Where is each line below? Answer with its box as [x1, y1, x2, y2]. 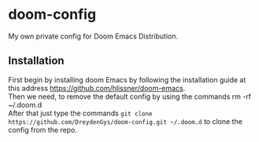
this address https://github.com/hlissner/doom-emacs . [8, 83, 186, 93]
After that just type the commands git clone [8, 108, 153, 118]
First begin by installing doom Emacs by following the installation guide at [8, 75, 246, 84]
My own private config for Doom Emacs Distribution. [8, 31, 179, 41]
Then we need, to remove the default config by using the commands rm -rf [8, 92, 252, 101]
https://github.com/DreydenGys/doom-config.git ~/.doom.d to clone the [8, 116, 242, 126]
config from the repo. [8, 125, 77, 134]
